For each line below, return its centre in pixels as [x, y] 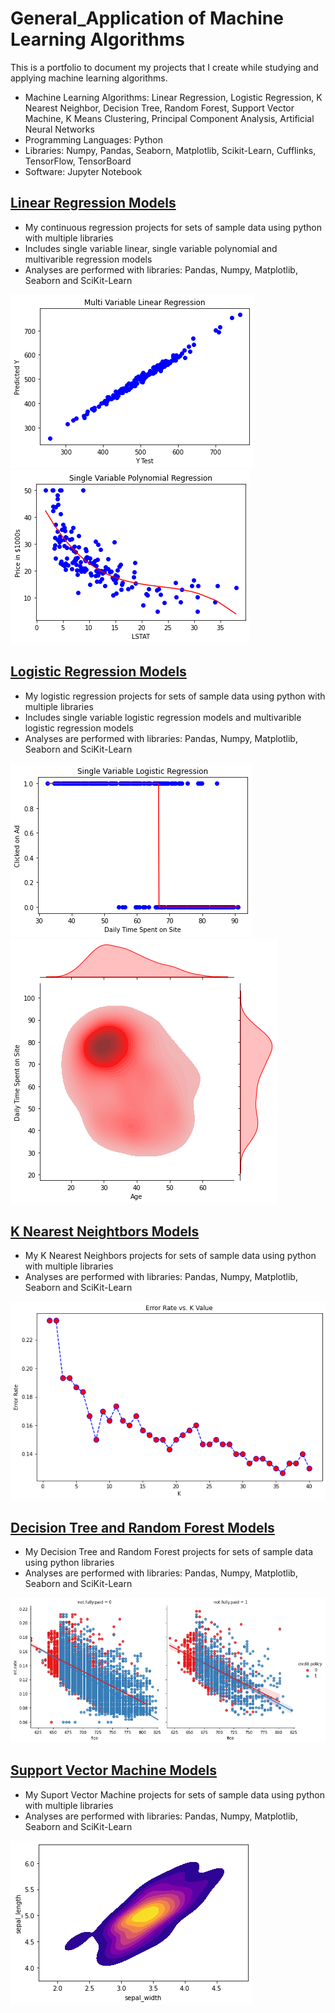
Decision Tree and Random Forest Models [142, 1527]
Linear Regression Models [93, 203]
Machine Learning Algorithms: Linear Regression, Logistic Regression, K [173, 97]
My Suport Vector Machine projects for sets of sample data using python [174, 1794]
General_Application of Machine [147, 18]
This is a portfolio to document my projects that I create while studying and [164, 67]
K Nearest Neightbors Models [105, 1231]
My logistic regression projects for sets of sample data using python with [175, 696]
